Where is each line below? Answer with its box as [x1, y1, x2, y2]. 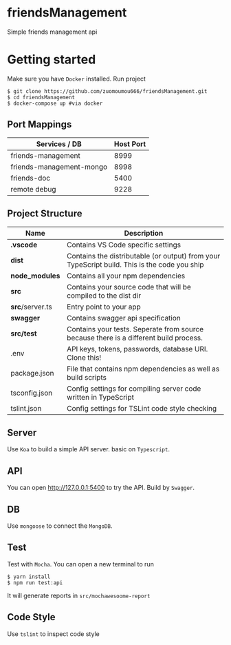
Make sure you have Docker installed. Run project [7, 74, 146, 83]
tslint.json [10, 403, 42, 413]
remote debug [10, 184, 56, 194]
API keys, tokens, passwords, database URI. [66, 344, 208, 354]
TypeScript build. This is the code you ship [66, 260, 204, 269]
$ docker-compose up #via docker [7, 100, 103, 107]
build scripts [66, 372, 107, 382]
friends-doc [10, 173, 50, 183]
